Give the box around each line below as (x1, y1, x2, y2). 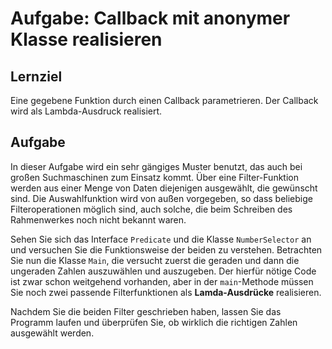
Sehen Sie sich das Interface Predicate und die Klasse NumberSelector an (10, 233, 312, 245)
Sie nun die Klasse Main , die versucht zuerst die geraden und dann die (10, 254, 300, 266)
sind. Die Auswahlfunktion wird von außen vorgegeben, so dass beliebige (10, 192, 313, 204)
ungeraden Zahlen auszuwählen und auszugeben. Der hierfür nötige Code (10, 265, 317, 277)
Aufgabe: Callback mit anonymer (10, 7, 291, 30)
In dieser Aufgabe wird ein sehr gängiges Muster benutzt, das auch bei (10, 160, 303, 172)
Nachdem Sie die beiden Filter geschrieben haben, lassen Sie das (10, 305, 282, 317)
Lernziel (10, 68, 63, 85)
